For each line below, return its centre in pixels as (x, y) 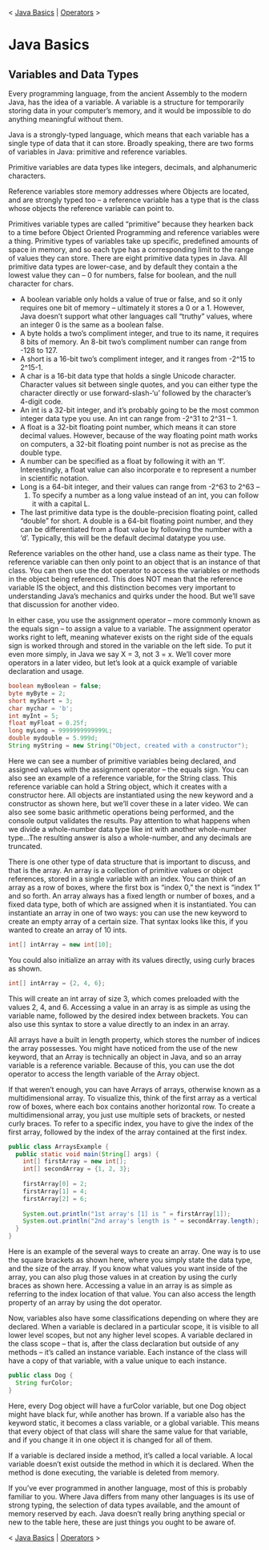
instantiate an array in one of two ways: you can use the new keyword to (128, 913)
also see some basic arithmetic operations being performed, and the (121, 812)
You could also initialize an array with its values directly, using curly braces (132, 960)
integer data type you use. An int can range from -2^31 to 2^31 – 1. (128, 418)
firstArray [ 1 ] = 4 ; (55, 1191)
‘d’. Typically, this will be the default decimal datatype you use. (123, 538)
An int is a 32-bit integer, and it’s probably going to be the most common (139, 410)
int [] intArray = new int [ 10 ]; (60, 944)
